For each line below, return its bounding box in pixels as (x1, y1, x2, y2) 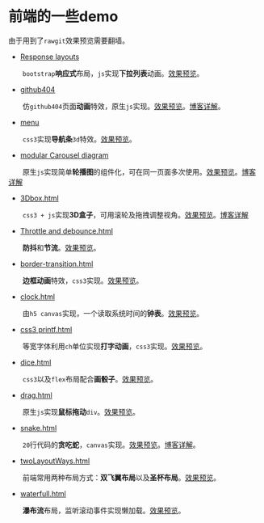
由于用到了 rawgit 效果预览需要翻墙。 (8, 36, 129, 45)
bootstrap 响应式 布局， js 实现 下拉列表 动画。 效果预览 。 (23, 68, 204, 78)
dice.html (19, 357, 52, 367)
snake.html (19, 423, 57, 432)
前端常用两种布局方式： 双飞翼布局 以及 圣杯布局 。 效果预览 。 (23, 472, 220, 482)
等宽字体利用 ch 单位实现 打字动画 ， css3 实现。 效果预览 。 (23, 341, 207, 351)
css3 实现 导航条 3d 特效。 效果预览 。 (23, 134, 136, 144)
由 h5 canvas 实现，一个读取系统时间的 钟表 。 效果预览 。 (23, 308, 204, 318)
